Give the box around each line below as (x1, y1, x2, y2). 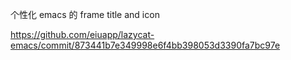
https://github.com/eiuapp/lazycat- (10, 29, 155, 40)
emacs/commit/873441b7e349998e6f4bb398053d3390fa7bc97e (10, 39, 281, 51)
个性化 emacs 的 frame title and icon (10, 9, 160, 20)
